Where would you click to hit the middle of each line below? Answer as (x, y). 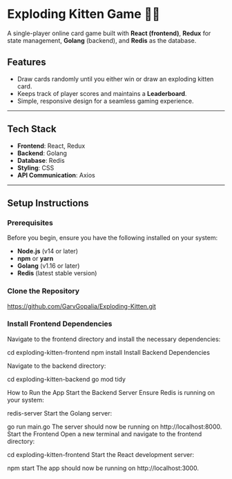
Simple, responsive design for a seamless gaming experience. (105, 101)
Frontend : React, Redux (51, 146)
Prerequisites (30, 222)
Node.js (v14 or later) (47, 251)
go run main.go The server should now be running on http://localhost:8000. (115, 427)
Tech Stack (32, 129)
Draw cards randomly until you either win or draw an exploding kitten (115, 79)
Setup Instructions (48, 203)
